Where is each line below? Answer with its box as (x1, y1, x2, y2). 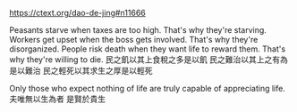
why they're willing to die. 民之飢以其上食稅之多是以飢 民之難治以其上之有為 (9, 54, 288, 65)
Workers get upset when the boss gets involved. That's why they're (9, 35, 259, 44)
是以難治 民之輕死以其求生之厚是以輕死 (9, 66, 153, 76)
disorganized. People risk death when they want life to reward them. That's (9, 44, 286, 54)
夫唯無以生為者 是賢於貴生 (9, 93, 106, 104)
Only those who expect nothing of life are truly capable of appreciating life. (9, 84, 286, 93)
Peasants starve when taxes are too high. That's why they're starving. (9, 25, 267, 35)
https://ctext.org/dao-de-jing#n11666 (9, 8, 146, 18)
